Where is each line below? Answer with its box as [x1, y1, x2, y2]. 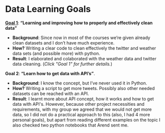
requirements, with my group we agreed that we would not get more [12, 106, 152, 112]
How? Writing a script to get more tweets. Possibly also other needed [12, 85, 155, 91]
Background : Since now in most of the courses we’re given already [12, 35, 151, 41]
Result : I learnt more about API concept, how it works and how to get [12, 95, 154, 102]
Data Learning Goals [5, 3, 91, 15]
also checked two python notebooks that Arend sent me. [12, 122, 129, 128]
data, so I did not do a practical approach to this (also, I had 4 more [12, 111, 150, 117]
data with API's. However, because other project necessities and [12, 101, 145, 107]
